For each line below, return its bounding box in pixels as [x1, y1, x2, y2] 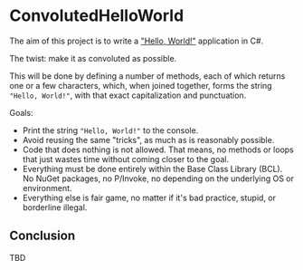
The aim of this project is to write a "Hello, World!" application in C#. [9, 35, 264, 46]
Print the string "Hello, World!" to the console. [22, 124, 199, 136]
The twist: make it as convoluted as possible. [9, 53, 177, 63]
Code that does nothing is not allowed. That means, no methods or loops [22, 144, 294, 155]
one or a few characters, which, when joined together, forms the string [9, 80, 273, 91]
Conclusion [9, 228, 76, 244]
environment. [22, 182, 72, 193]
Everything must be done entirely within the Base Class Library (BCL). [22, 163, 283, 174]
